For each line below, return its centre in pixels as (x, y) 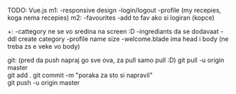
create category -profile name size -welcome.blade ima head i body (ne (123, 39)
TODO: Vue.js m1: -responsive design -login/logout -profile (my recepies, (114, 10)
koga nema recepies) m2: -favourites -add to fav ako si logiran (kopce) (111, 18)
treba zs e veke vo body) (44, 46)
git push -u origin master (44, 83)
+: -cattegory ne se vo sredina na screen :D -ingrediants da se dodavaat (113, 31)
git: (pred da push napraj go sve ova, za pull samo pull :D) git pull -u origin (116, 60)
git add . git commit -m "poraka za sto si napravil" (80, 75)
